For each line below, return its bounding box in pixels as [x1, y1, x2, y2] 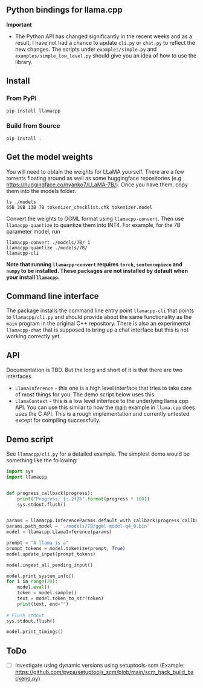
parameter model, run [6, 228, 60, 235]
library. [14, 58, 33, 65]
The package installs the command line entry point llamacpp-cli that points [6, 307, 195, 314]
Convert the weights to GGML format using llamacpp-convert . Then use [6, 215, 184, 222]
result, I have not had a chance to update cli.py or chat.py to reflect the [14, 39, 195, 46]
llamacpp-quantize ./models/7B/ [6, 244, 88, 251]
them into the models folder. [6, 187, 77, 194]
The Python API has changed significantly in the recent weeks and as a [14, 33, 192, 40]
